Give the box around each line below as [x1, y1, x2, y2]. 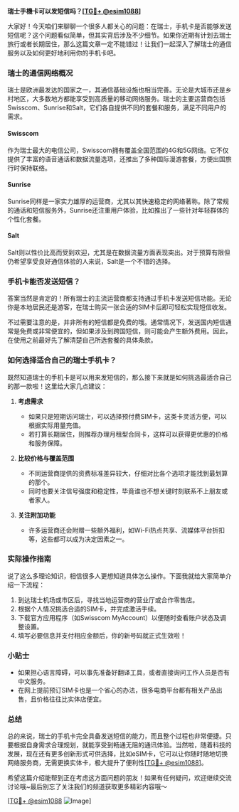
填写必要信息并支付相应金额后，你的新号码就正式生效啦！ [17, 631, 186, 639]
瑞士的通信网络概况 [7, 68, 73, 78]
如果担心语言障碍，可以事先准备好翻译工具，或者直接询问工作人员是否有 [17, 668, 230, 677]
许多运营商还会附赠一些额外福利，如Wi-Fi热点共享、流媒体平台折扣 [28, 525, 225, 534]
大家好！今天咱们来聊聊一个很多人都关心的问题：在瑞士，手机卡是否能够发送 [7, 22, 232, 31]
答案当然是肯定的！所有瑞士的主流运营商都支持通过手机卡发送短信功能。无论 [7, 294, 232, 303]
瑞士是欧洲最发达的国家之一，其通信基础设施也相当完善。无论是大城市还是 [7, 85, 225, 95]
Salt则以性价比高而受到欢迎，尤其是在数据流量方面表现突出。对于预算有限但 [7, 248, 231, 257]
